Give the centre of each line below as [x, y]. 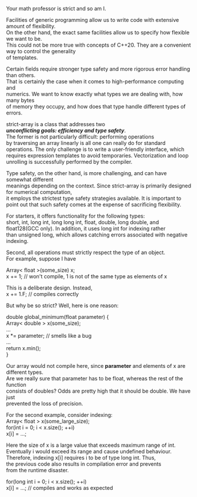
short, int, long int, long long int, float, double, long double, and [83, 222]
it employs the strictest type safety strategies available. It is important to [94, 198]
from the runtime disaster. [37, 470]
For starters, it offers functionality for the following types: [76, 216]
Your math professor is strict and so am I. [56, 9]
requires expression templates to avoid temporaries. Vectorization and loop [97, 155]
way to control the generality [41, 51]
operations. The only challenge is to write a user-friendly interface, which [95, 149]
